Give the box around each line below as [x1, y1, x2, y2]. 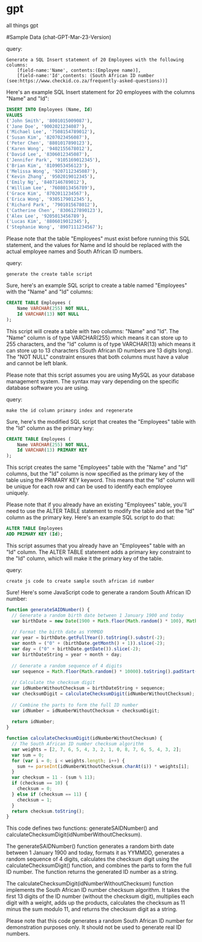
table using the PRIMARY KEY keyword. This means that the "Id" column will [6, 477, 195, 484]
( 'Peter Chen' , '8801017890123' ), [6, 140, 93, 146]
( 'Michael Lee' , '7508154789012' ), [6, 129, 96, 135]
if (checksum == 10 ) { [11, 780, 69, 787]
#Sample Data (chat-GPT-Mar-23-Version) [6, 33, 112, 40]
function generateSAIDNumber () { [6, 606, 90, 613]
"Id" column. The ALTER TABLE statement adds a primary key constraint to [6, 548, 191, 556]
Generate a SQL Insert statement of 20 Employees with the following [6, 57, 185, 63]
